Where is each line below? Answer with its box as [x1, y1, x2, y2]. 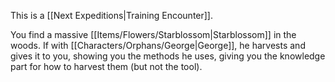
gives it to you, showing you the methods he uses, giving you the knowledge [10, 50, 326, 62]
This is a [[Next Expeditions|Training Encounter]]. [10, 10, 214, 21]
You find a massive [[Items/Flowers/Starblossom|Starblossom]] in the [10, 29, 297, 40]
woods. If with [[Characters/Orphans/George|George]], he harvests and [10, 40, 306, 51]
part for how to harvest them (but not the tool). [10, 61, 203, 72]
